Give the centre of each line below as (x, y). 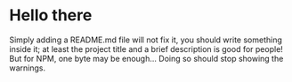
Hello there (51, 15)
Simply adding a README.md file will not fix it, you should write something (146, 40)
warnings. (28, 68)
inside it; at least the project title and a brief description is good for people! (146, 48)
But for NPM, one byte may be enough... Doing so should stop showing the (146, 58)
